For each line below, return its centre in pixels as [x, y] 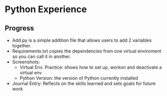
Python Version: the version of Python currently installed [79, 78]
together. [22, 46]
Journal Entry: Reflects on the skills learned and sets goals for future [84, 83]
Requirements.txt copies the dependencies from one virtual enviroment [87, 51]
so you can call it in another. [42, 56]
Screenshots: [26, 62]
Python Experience [46, 9]
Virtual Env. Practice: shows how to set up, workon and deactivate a [91, 67]
